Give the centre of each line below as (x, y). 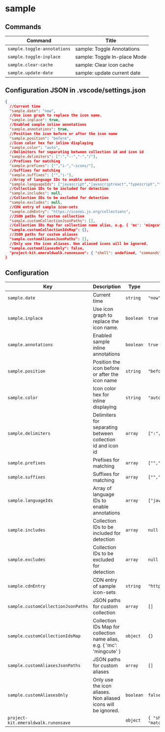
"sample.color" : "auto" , (35, 148)
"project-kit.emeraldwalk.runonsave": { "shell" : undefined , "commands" (85, 253)
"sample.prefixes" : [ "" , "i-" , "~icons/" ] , (53, 166)
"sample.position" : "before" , (40, 138)
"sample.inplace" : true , (35, 120)
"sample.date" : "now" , (33, 111)
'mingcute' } (107, 652)
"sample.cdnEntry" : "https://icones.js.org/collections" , (70, 212)
